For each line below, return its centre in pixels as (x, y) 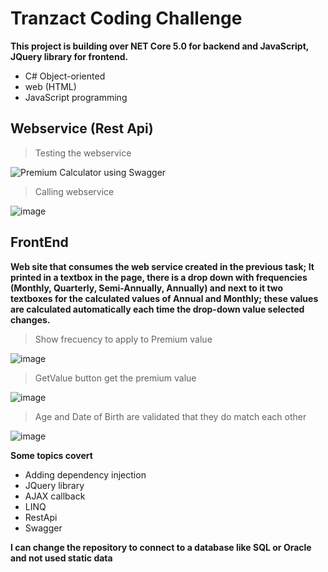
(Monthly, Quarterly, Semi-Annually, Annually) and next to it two (147, 288)
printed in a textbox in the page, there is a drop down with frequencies (159, 277)
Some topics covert (51, 455)
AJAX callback (55, 496)
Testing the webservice (83, 153)
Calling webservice (74, 191)
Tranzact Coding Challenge (126, 18)
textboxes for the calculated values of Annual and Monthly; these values (164, 298)
